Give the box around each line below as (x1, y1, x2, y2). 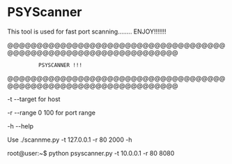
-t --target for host (7, 95, 61, 103)
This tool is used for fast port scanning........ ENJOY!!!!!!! (7, 27, 167, 36)
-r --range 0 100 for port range (7, 108, 96, 117)
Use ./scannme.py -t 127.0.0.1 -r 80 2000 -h (7, 135, 132, 144)
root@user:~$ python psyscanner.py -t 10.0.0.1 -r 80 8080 (7, 149, 175, 157)
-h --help (7, 121, 33, 130)
